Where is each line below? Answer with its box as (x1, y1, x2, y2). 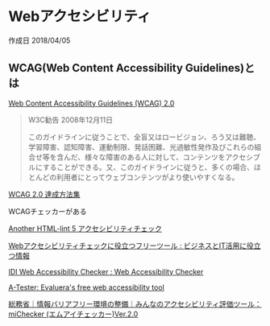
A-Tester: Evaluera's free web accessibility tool (8, 283, 165, 292)
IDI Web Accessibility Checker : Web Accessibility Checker (8, 266, 204, 276)
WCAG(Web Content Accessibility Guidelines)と (8, 61, 255, 75)
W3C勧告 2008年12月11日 (27, 114, 113, 125)
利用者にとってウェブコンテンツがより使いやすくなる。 (56, 172, 239, 182)
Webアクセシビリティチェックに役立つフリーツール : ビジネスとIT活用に (8, 241, 247, 250)
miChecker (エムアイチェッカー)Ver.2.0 (8, 309, 139, 319)
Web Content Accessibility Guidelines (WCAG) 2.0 (8, 98, 175, 108)
